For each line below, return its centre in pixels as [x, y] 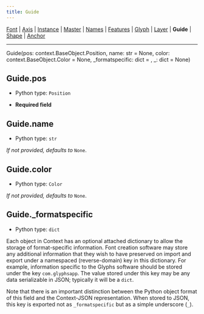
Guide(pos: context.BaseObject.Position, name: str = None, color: [88, 53]
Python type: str [36, 139]
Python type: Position [43, 93]
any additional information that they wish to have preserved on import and [99, 254]
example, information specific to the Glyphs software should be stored [94, 267]
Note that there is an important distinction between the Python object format [102, 291]
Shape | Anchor [26, 35]
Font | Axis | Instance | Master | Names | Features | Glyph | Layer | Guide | [99, 29]
